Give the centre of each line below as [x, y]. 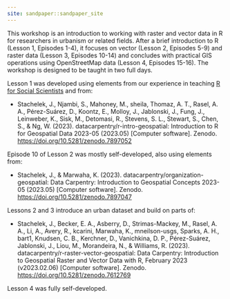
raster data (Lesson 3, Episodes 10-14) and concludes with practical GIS [109, 55]
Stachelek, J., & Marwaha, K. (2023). [69, 175]
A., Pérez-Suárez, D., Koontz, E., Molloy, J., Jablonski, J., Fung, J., [111, 111]
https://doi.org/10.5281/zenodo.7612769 [74, 275]
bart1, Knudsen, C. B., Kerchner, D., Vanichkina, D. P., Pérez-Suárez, [114, 238]
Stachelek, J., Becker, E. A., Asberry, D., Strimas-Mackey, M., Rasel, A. [117, 223]
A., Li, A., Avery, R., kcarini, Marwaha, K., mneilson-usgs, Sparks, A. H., [118, 231]
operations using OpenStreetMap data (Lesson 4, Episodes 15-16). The [108, 62]
